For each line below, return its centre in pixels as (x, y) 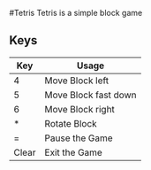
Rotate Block (71, 123)
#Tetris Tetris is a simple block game (76, 13)
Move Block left (77, 81)
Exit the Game (74, 152)
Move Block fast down (91, 95)
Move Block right (79, 109)
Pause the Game (79, 138)
